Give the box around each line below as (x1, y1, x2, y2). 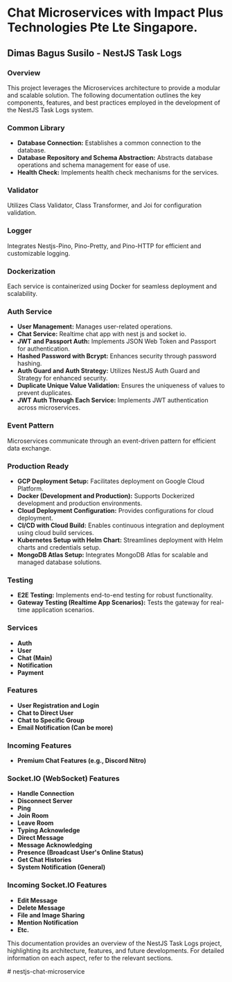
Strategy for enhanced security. (17, 374, 109, 383)
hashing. (17, 359, 42, 368)
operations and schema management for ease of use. (17, 161, 171, 169)
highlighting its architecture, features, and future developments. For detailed (7, 946, 224, 954)
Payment (17, 668, 44, 676)
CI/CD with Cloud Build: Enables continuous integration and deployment (17, 521, 225, 529)
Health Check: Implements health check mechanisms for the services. (17, 168, 220, 177)
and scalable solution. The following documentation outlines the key (7, 91, 202, 99)
